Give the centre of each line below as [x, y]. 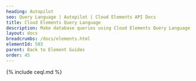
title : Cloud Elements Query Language [53, 22]
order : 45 [18, 55]
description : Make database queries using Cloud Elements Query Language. [99, 28]
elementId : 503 [25, 45]
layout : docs [22, 33]
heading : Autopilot [30, 11]
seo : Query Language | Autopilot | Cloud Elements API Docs [81, 17]
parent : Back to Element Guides [45, 50]
